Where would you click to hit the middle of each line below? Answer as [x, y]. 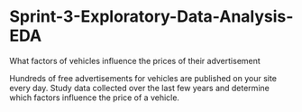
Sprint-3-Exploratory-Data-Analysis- [151, 17]
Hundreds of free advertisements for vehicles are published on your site [143, 78]
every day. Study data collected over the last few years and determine [140, 88]
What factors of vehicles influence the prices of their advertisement [135, 61]
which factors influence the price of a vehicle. [95, 98]
